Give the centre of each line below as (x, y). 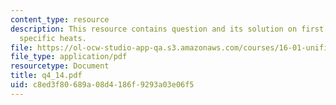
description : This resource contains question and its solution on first (167, 29)
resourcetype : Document (60, 66)
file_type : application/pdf (69, 57)
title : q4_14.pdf (46, 76)
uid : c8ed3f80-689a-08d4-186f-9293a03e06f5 (102, 85)
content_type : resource (60, 19)
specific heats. (53, 38)
